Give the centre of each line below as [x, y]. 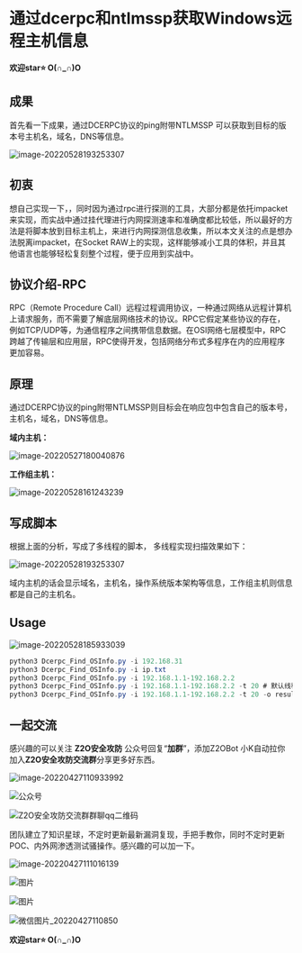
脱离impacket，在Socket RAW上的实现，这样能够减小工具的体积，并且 [147, 242]
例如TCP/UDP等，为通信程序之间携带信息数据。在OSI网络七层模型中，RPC [147, 331]
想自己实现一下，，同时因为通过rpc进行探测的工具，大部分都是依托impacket [149, 208]
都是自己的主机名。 [45, 594]
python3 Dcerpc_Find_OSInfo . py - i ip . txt [88, 669]
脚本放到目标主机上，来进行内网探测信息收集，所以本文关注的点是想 [159, 231]
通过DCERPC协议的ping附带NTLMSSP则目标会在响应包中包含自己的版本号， [151, 407]
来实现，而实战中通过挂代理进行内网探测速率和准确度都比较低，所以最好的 [147, 219]
